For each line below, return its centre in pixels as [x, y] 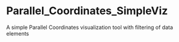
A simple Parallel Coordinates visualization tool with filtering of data [89, 27]
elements [18, 33]
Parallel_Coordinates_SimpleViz [87, 11]
